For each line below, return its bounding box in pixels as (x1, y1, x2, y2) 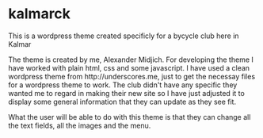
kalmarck (8, 5, 71, 23)
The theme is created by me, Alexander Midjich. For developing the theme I (8, 55, 253, 64)
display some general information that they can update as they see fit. (8, 97, 236, 106)
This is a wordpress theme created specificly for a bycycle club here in (8, 31, 239, 40)
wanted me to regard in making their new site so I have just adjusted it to (8, 88, 246, 98)
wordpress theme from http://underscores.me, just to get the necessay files (8, 71, 256, 81)
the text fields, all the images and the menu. (8, 121, 151, 130)
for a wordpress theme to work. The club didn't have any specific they (8, 80, 238, 90)
